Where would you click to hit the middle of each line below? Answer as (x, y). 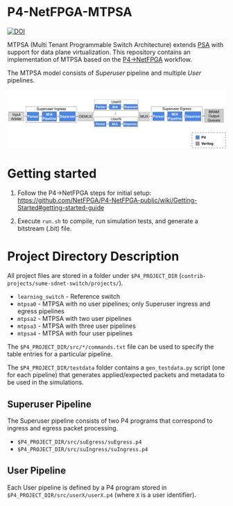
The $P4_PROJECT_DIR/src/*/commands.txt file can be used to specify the (111, 347)
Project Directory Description (93, 256)
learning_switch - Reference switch (68, 297)
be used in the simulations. (46, 383)
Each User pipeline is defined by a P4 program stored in (87, 487)
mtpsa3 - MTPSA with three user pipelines (77, 326)
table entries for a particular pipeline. (60, 354)
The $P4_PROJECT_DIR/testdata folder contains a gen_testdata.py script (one (116, 367)
